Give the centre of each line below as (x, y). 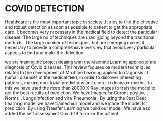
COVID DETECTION (45, 8)
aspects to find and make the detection (44, 53)
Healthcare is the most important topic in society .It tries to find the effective (81, 22)
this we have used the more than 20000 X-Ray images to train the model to (80, 88)
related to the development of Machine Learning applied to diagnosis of (77, 72)
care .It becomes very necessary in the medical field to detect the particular (81, 32)
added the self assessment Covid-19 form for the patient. (63, 113)
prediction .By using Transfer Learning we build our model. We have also (78, 108)
